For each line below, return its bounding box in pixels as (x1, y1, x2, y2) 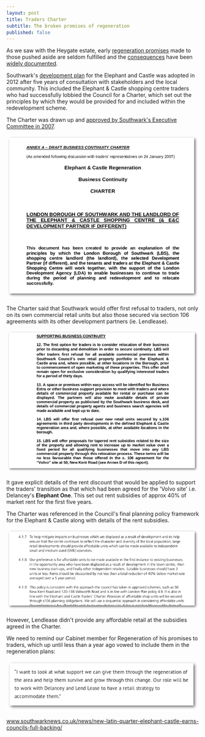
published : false (6, 29, 51, 36)
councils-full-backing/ (6, 724, 62, 731)
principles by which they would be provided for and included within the (6, 98, 185, 105)
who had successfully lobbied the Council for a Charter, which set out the (6, 91, 192, 99)
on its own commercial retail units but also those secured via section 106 (6, 311, 190, 318)
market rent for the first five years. (6, 498, 93, 506)
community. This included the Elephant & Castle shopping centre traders (6, 85, 190, 92)
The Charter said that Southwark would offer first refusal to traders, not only (6, 304, 199, 312)
